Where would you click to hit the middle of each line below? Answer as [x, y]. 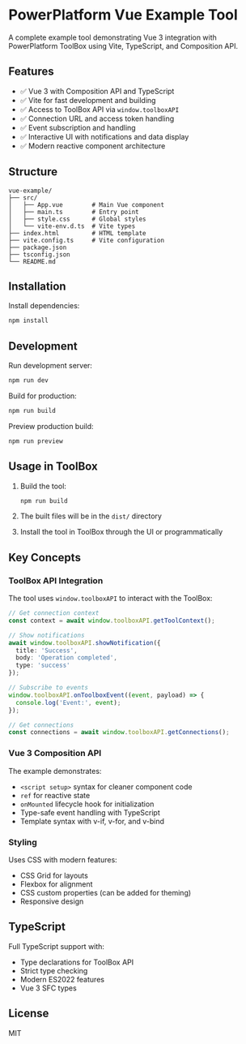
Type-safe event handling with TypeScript [90, 812]
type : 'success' [43, 666]
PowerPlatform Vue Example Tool [123, 15]
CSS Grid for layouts [54, 875]
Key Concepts [45, 557]
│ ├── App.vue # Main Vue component [86, 204]
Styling [23, 842]
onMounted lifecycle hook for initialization [87, 804]
